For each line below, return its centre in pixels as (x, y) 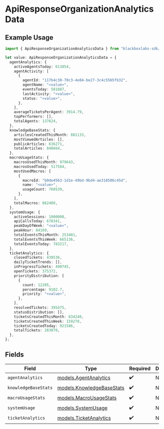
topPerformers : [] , (34, 117)
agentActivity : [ (31, 71)
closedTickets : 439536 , (38, 258)
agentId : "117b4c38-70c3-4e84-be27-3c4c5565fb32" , (75, 80)
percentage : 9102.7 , (43, 290)
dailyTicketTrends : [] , (38, 262)
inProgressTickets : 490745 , (42, 267)
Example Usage (29, 37)
